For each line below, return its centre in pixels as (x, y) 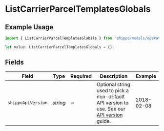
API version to (113, 103)
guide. (104, 121)
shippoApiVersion (28, 103)
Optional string (113, 84)
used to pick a (113, 90)
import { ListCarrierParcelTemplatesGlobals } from (59, 38)
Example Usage (29, 27)
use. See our (111, 109)
